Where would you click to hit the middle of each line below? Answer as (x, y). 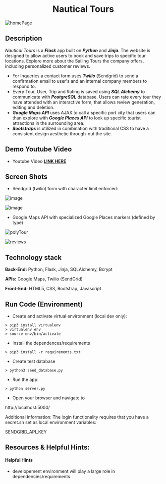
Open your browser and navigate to (49, 398)
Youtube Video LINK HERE (39, 161)
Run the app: (25, 379)
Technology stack (33, 257)
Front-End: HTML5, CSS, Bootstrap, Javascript (53, 289)
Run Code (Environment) (44, 304)
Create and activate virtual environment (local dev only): (70, 316)
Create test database (34, 361)
